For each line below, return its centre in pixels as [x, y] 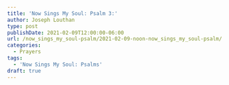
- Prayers [27, 52]
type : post [23, 26]
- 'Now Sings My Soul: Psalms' [58, 64]
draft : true [24, 71]
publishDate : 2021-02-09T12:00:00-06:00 [66, 33]
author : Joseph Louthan [41, 20]
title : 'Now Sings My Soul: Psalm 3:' [62, 13]
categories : [24, 45]
